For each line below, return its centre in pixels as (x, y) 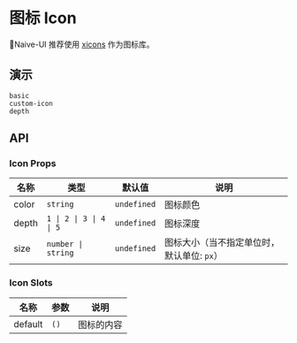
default (28, 324)
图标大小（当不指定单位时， (222, 242)
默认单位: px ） (193, 255)
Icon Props (33, 164)
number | (65, 244)
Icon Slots (31, 283)
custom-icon (31, 103)
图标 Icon (43, 18)
